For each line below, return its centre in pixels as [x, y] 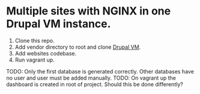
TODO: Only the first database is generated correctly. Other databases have [100, 71]
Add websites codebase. [46, 53]
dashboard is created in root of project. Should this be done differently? [95, 84]
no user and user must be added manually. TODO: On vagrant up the [91, 78]
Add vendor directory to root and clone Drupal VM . [78, 47]
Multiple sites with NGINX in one [89, 11]
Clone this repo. [35, 40]
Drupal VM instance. [59, 24]
